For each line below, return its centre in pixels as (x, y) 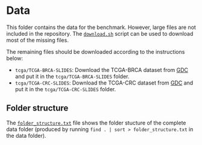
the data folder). (26, 135)
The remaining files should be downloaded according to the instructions (96, 51)
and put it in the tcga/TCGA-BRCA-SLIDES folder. (72, 76)
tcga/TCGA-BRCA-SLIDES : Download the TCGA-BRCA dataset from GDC (102, 69)
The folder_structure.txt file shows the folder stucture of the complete (96, 123)
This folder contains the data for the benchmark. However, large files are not (101, 27)
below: (14, 58)
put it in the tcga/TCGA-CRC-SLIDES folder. (65, 89)
